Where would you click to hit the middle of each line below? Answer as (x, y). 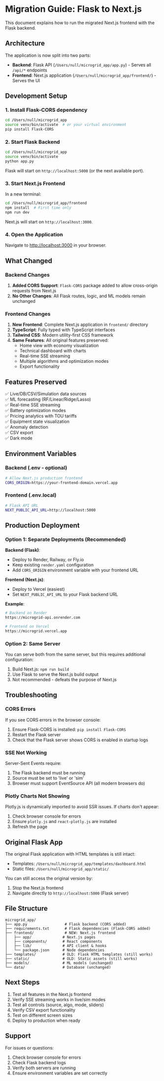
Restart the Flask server (36, 734)
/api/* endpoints (30, 70)
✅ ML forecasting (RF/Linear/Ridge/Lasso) (48, 399)
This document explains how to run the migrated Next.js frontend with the (80, 23)
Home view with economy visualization (59, 346)
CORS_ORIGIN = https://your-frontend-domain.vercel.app (62, 483)
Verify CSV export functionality (44, 1010)
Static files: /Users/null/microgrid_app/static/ (61, 869)
